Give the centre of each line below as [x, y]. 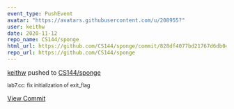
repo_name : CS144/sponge [43, 40]
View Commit [26, 98]
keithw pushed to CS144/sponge [54, 72]
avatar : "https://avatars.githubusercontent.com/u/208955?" [96, 20]
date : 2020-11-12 [32, 33]
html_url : [22, 46]
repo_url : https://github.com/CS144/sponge [71, 53]
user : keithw [26, 27]
